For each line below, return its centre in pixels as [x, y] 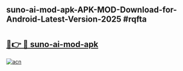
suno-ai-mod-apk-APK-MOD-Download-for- [92, 10]
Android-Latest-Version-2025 [64, 20]
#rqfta [135, 20]
